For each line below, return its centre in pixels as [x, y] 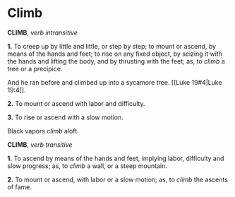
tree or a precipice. [35, 68]
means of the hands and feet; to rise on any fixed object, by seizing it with [115, 54]
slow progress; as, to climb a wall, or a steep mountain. [87, 166]
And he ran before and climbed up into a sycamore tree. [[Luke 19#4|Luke [115, 82]
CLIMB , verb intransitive [42, 32]
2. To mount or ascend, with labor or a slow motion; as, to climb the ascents [117, 179]
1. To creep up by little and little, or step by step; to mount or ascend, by [112, 46]
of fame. [19, 187]
